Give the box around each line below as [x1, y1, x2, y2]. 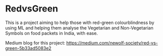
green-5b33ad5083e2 [5, 45, 52, 51]
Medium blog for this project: [5, 39, 65, 45]
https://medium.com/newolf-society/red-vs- [66, 39, 158, 45]
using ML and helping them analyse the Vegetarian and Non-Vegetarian [5, 24, 153, 30]
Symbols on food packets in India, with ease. [5, 30, 98, 36]
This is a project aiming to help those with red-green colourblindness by [5, 19, 154, 25]
